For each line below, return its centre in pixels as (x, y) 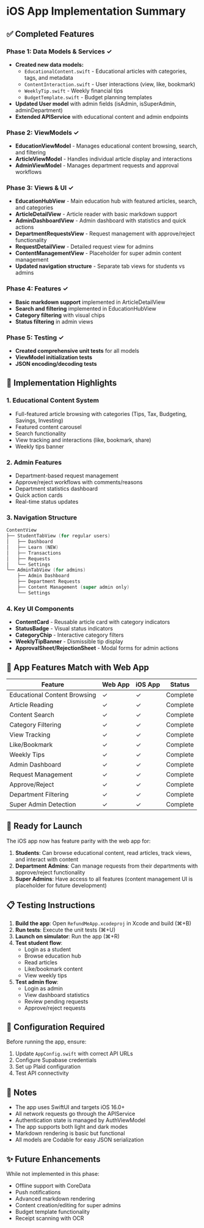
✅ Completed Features (50, 34)
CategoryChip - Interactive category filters (69, 635)
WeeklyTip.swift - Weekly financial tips (74, 91)
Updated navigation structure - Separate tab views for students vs (100, 266)
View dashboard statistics (57, 995)
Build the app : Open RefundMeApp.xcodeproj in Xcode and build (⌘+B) (103, 923)
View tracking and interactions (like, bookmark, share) (83, 440)
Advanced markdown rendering (55, 1199)
